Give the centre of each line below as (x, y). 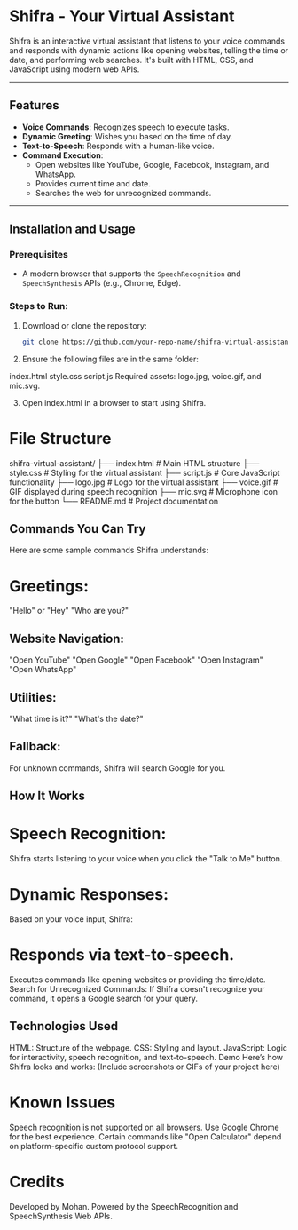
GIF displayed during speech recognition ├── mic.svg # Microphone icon (143, 491)
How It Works (47, 796)
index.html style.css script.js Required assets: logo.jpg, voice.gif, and (135, 376)
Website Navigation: (67, 638)
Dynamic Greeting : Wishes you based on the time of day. (127, 136)
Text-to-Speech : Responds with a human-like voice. (118, 146)
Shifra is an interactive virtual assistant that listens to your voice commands (147, 41)
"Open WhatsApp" (43, 670)
